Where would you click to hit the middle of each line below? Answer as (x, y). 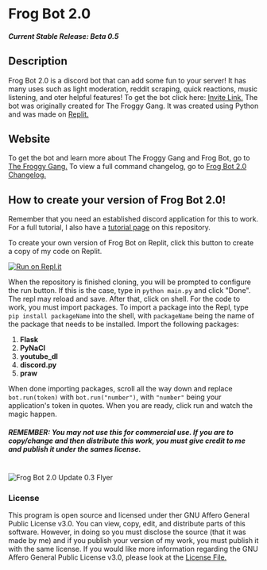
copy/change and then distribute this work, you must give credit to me (127, 441)
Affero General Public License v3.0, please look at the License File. (118, 557)
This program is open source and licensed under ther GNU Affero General (129, 515)
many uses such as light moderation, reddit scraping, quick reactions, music (133, 89)
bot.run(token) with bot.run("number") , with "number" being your (115, 397)
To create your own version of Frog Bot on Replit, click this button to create (131, 243)
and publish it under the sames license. (75, 449)
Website (29, 139)
